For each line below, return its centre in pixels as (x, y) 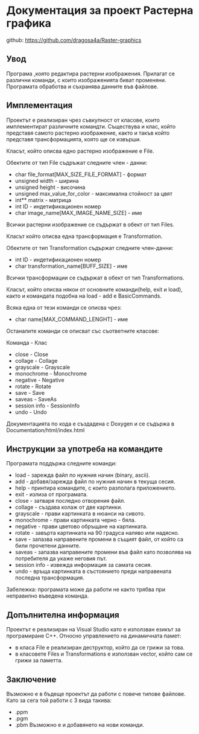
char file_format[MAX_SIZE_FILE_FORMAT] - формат (81, 174)
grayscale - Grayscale (43, 367)
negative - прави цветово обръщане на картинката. (81, 526)
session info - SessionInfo (47, 406)
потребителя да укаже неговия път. (61, 558)
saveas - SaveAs (36, 399)
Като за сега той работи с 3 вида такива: (59, 700)
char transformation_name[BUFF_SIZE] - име (71, 266)
